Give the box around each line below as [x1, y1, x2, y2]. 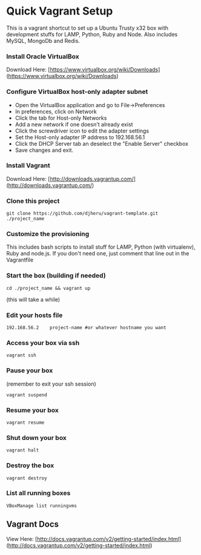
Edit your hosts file [6, 310, 63, 319]
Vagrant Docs [6, 519, 59, 530]
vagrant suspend [6, 392, 47, 398]
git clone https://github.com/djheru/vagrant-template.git [6, 211, 159, 217]
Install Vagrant [6, 162, 50, 170]
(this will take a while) [6, 295, 61, 303]
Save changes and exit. [15, 146, 74, 154]
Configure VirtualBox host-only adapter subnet [6, 88, 148, 96]
